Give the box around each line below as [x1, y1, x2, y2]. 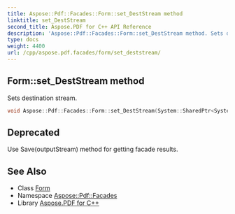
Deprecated [7, 127, 60, 138]
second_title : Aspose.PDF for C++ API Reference [7, 23, 152, 30]
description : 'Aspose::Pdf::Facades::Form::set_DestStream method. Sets [7, 29, 224, 37]
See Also [7, 165, 47, 177]
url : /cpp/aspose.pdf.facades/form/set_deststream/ [7, 50, 161, 57]
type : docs [7, 36, 39, 43]
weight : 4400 [7, 43, 45, 50]
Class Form [17, 184, 50, 192]
